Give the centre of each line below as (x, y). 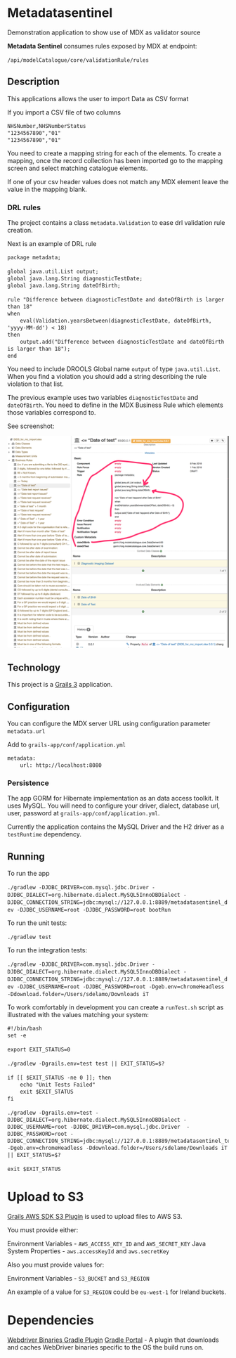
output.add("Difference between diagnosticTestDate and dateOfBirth (122, 342)
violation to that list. (36, 384)
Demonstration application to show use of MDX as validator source (104, 32)
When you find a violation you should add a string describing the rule (107, 377)
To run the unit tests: (37, 923)
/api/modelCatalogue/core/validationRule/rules (78, 60)
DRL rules (24, 207)
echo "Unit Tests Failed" (58, 1085)
